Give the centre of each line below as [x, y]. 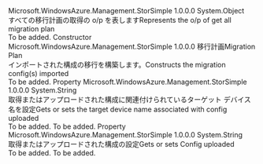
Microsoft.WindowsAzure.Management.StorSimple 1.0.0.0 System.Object [126, 11]
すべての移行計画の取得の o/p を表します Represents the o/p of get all [120, 20]
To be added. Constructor [50, 37]
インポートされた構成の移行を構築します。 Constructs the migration [117, 65]
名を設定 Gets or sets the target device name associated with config [118, 109]
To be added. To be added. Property [67, 126]
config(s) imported [39, 73]
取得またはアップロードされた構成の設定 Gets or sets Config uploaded [121, 144]
